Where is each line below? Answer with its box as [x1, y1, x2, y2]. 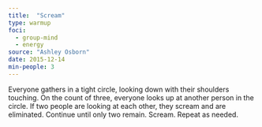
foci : [8, 26, 26, 34]
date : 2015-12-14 [8, 56, 65, 64]
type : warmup [8, 19, 51, 27]
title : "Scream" [8, 11, 65, 20]
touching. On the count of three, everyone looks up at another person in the [8, 92, 254, 103]
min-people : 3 [8, 63, 55, 71]
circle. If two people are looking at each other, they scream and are [8, 101, 226, 110]
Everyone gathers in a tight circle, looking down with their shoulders [8, 84, 230, 94]
